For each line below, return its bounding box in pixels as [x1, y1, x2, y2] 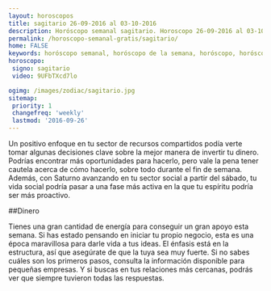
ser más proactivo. [8, 191, 71, 200]
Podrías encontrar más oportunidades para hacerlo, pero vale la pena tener [8, 156, 259, 166]
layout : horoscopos [8, 11, 74, 20]
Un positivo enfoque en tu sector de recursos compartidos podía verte [8, 139, 243, 148]
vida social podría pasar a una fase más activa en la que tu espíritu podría [8, 182, 254, 191]
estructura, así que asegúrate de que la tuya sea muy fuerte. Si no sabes [8, 247, 250, 257]
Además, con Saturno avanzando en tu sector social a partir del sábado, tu [8, 173, 257, 183]
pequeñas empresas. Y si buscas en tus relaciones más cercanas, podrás [8, 264, 253, 274]
